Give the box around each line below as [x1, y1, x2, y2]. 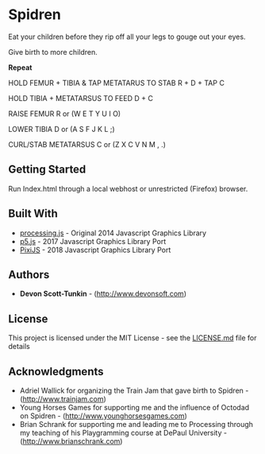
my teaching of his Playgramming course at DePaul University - [19, 428, 228, 437]
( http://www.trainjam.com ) [19, 394, 107, 403]
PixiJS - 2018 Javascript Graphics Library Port [19, 245, 171, 254]
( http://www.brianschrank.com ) [19, 437, 123, 446]
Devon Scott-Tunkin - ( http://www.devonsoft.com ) [19, 289, 186, 299]
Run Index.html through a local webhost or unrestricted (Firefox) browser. [8, 184, 248, 193]
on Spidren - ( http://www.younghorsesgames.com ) [19, 411, 188, 421]
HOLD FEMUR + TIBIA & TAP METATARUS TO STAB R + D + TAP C [8, 78, 225, 87]
